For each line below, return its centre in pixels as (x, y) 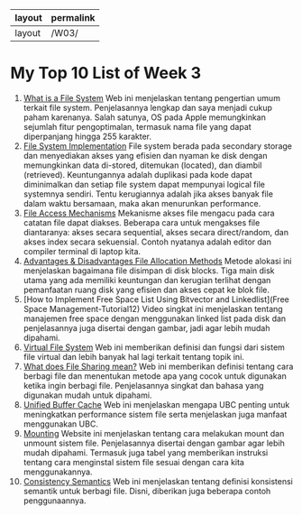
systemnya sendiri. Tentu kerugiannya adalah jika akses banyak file (148, 194)
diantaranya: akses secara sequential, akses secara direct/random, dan (156, 232)
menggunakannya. (58, 472)
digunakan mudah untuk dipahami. (87, 395)
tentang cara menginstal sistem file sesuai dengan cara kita (133, 462)
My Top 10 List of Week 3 (106, 74)
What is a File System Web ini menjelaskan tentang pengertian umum (151, 97)
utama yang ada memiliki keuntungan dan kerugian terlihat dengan (147, 280)
